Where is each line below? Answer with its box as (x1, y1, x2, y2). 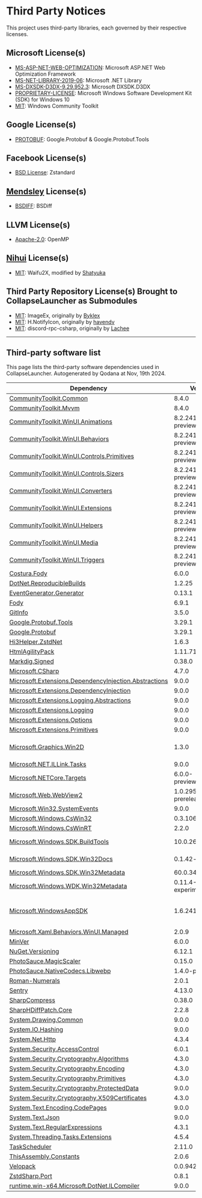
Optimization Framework (14, 70, 76, 78)
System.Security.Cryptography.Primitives (9, 1074, 126, 1083)
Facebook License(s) (6, 153, 87, 163)
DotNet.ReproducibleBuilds (9, 579, 86, 587)
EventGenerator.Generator (9, 589, 84, 597)
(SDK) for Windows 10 (14, 96, 70, 103)
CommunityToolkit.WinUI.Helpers (9, 521, 103, 530)
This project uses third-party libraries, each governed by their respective (6, 24, 187, 31)
